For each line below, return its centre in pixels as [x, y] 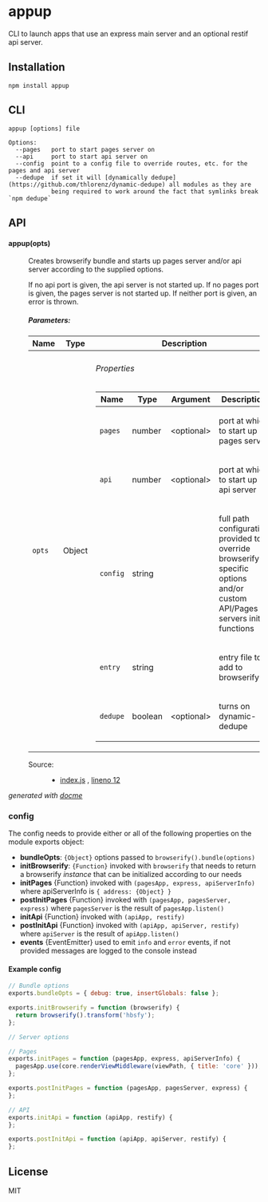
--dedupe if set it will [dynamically [82, 177]
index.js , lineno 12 [90, 780]
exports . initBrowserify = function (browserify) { [94, 1008]
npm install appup [39, 85]
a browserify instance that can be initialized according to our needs [130, 875]
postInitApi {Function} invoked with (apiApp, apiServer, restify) [130, 926]
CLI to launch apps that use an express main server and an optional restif [128, 34]
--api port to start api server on [82, 157]
